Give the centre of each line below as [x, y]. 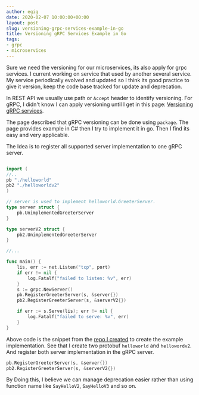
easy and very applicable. [38, 135]
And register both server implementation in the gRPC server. [80, 352]
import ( [17, 169]
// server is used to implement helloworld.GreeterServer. [81, 202]
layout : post [22, 23]
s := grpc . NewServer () [45, 290]
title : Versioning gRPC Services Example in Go [66, 34]
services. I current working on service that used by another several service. [99, 74]
